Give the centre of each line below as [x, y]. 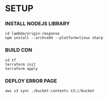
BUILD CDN [19, 50]
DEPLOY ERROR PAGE [31, 81]
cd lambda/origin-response [32, 34]
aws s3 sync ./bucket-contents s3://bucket [50, 91]
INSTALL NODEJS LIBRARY [37, 24]
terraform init [20, 64]
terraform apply [21, 68]
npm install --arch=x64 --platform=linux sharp [54, 38]
